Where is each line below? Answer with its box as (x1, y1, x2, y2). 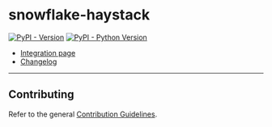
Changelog (19, 57, 57, 66)
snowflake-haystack (8, 6, 151, 24)
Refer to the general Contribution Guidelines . (8, 109, 158, 119)
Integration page (19, 48, 76, 57)
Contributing (8, 87, 74, 102)
